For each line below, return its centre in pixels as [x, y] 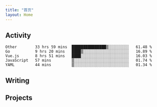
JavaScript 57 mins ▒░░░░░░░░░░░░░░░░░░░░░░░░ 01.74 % [79, 61]
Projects [19, 98]
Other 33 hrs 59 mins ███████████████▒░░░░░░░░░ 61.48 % [79, 47]
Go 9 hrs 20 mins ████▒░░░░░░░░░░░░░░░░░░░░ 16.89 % [79, 51]
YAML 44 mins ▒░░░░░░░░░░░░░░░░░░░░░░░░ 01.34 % [79, 65]
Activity [18, 35]
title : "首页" [20, 10]
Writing [17, 80]
